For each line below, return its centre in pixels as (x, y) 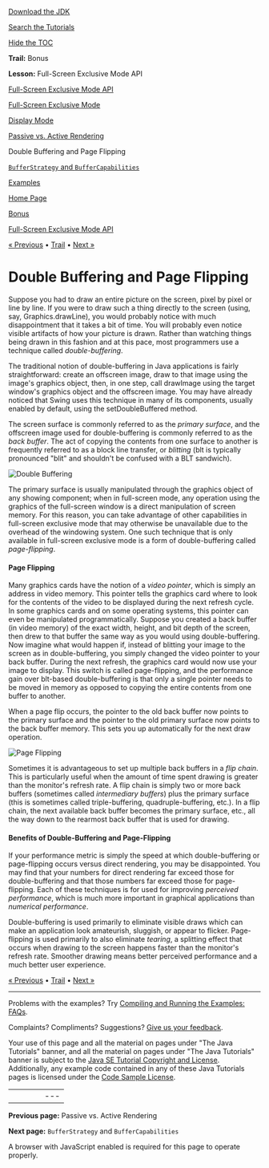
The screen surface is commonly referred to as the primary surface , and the (134, 424)
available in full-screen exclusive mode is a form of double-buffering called (132, 540)
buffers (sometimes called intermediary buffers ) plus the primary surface (129, 794)
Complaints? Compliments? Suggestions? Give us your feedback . (116, 1028)
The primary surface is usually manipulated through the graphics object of (131, 489)
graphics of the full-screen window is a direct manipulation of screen (122, 506)
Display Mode (31, 120)
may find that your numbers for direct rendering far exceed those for (121, 873)
